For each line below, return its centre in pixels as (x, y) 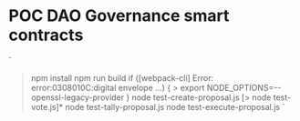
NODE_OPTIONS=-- (244, 87)
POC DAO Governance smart (119, 16)
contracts (46, 35)
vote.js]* (47, 106)
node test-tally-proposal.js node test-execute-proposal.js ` (175, 106)
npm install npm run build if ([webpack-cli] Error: (122, 77)
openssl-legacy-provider (78, 97)
